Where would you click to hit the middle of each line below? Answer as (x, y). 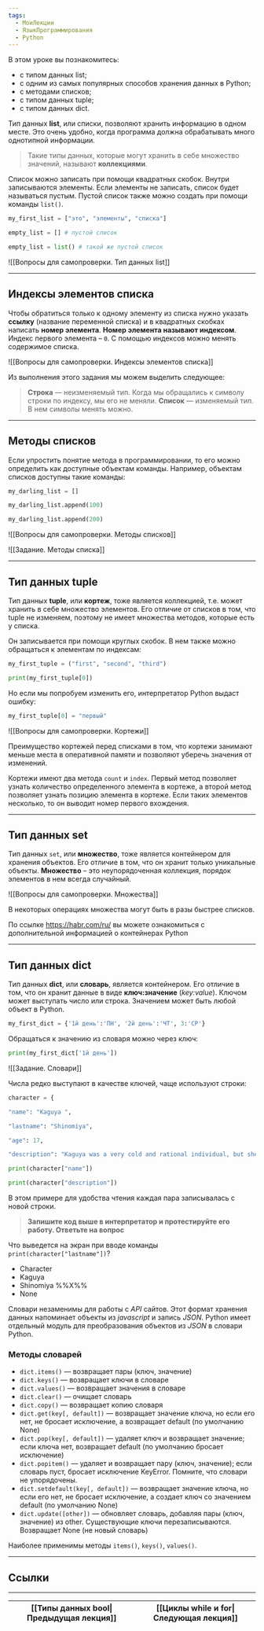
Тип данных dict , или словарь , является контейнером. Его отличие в (124, 985)
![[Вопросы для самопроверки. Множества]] (83, 894)
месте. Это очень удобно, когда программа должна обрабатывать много (132, 132)
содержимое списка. (44, 346)
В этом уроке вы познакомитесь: (64, 60)
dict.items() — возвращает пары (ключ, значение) (106, 1371)
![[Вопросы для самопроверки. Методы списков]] (92, 535)
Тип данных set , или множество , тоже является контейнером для (119, 854)
